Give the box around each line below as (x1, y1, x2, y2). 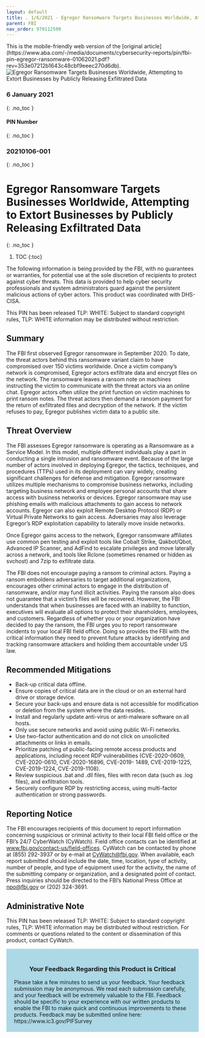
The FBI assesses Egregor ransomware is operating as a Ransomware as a (6, 442, 194, 449)
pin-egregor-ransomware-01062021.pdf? (6, 56, 110, 63)
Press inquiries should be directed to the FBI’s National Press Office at (6, 877, 182, 884)
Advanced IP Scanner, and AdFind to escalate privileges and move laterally (6, 544, 195, 552)
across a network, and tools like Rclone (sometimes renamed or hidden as (6, 550, 192, 558)
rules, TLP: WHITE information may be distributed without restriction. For (6, 924, 189, 931)
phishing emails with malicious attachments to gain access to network (6, 500, 182, 507)
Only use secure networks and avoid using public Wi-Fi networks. (15, 726, 181, 733)
